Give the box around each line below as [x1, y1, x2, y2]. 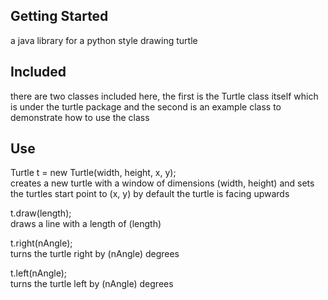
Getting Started [10, 8, 109, 25]
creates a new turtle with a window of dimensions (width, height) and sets [10, 177, 315, 189]
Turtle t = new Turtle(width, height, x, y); [10, 167, 177, 179]
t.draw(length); [10, 207, 72, 219]
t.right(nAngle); [10, 237, 73, 249]
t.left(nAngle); [10, 267, 68, 279]
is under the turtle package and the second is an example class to [10, 100, 282, 113]
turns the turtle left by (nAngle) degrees [10, 278, 174, 290]
